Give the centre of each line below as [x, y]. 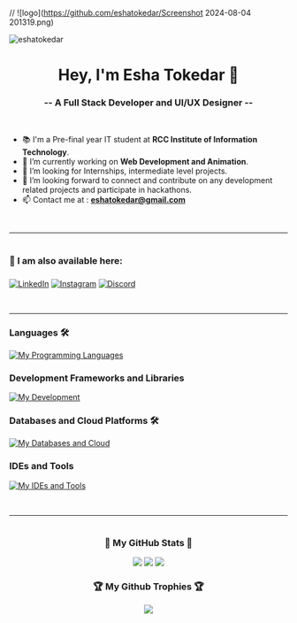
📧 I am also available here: [66, 260]
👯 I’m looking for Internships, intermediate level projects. [125, 171]
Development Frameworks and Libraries [97, 378]
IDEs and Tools [42, 466]
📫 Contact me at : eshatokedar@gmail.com [103, 200]
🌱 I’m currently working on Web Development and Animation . [135, 162]
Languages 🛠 [39, 333]
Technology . [46, 152]
